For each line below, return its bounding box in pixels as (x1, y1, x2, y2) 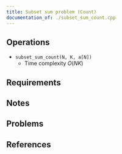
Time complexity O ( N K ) (24, 60, 84, 67)
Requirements (6, 77, 61, 88)
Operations (6, 37, 50, 47)
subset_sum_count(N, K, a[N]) (15, 54, 93, 61)
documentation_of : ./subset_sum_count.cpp (6, 15, 116, 21)
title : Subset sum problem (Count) (6, 9, 97, 15)
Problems (6, 119, 44, 129)
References (6, 139, 51, 150)
